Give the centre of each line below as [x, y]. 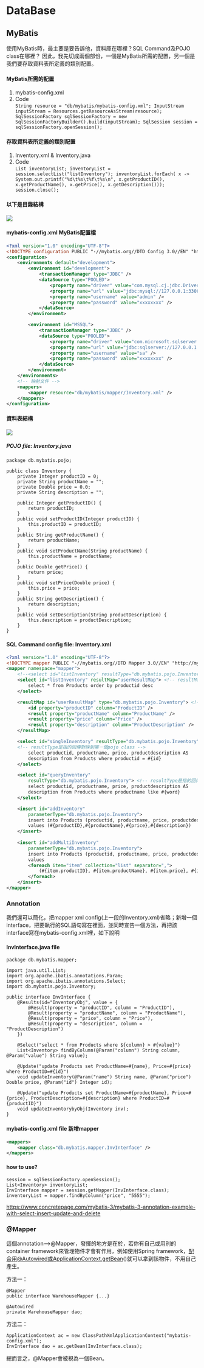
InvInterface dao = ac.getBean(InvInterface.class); [74, 1346]
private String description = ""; [61, 493]
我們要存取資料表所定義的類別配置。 [52, 64]
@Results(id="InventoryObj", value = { [68, 1003]
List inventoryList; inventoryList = [63, 169]
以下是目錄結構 [25, 204]
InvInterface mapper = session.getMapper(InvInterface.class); [88, 1190]
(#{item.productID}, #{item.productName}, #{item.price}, [114, 871]
